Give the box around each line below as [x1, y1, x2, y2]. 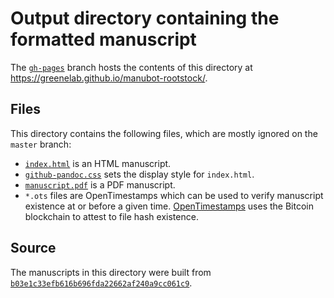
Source [10, 240, 57, 257]
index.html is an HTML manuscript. [24, 157, 172, 169]
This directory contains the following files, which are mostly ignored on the [10, 127, 318, 139]
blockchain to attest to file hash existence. [24, 210, 199, 222]
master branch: [10, 138, 72, 150]
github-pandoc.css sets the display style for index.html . [24, 168, 255, 180]
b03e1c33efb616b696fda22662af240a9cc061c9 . [10, 277, 193, 289]
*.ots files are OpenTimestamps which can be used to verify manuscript [24, 189, 324, 201]
